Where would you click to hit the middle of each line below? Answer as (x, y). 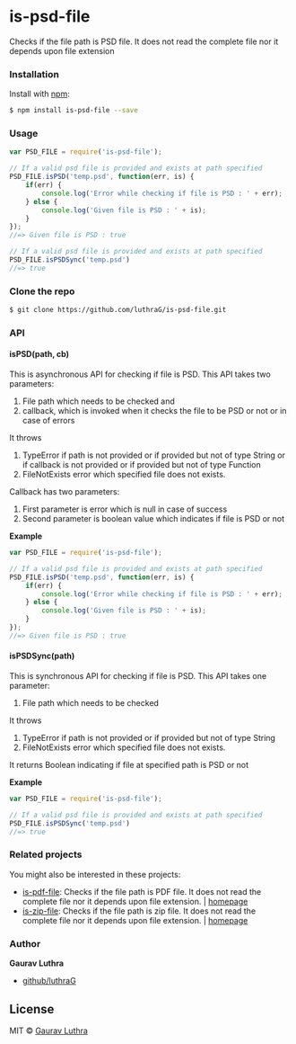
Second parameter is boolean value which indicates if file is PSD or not (153, 519)
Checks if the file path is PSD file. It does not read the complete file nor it (144, 41)
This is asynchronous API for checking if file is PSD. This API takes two (140, 374)
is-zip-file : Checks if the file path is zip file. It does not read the (139, 911)
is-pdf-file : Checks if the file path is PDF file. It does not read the (142, 891)
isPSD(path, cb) (39, 354)
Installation (35, 74)
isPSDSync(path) (42, 656)
